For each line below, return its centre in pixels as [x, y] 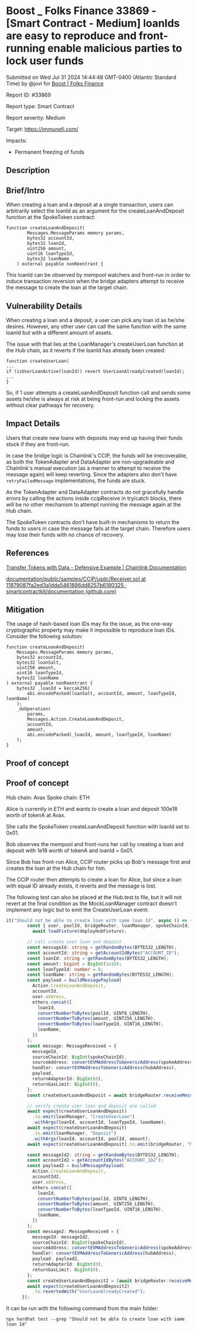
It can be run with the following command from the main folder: [82, 1308]
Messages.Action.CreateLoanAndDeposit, [76, 720]
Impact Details [33, 424]
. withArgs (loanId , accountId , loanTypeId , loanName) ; [99, 1122]
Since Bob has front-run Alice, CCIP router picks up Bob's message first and [98, 862]
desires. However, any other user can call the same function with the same [96, 326]
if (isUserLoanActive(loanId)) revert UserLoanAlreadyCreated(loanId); [95, 371]
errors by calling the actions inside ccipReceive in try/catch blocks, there [94, 498]
